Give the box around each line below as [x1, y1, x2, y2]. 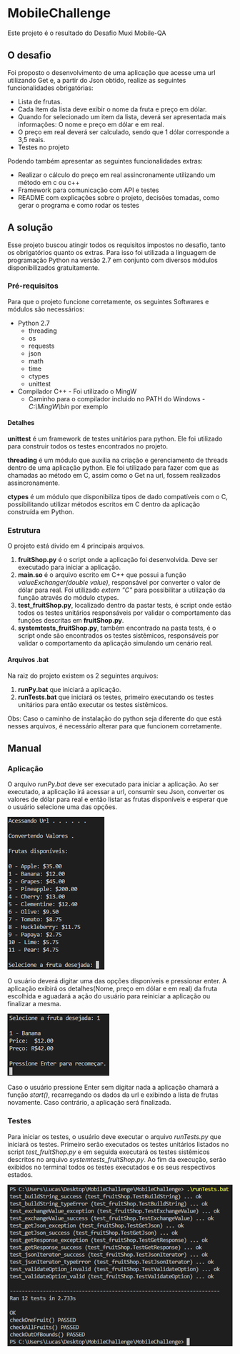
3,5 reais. [17, 135, 46, 144]
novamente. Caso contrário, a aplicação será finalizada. [7, 1098, 171, 1107]
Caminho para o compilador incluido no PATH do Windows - [28, 394, 206, 403]
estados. [7, 1170, 34, 1179]
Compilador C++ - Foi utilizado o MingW [17, 387, 137, 396]
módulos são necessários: [7, 305, 85, 314]
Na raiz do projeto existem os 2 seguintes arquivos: [7, 671, 159, 680]
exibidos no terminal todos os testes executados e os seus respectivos [7, 1163, 216, 1171]
